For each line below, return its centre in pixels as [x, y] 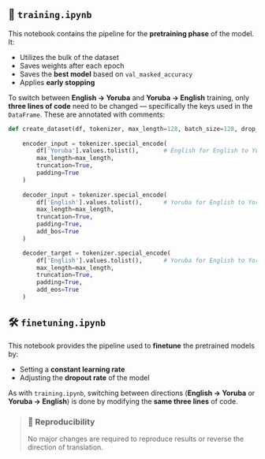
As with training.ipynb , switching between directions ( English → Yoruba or [132, 393]
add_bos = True [58, 232]
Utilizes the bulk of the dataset [69, 57]
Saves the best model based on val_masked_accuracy [106, 74]
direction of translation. [65, 447]
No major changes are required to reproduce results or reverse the [136, 439]
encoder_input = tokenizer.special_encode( [95, 144]
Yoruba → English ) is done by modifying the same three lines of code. [123, 401]
